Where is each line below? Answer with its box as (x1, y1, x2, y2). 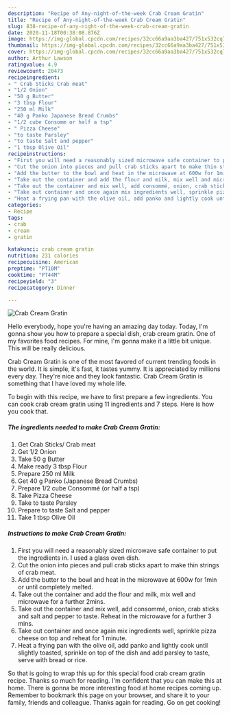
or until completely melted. (17, 583, 94, 591)
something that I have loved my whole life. (8, 379, 127, 388)
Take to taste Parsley (17, 499, 77, 507)
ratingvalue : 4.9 (8, 61, 58, 68)
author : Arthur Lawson (8, 55, 73, 62)
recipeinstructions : (8, 150, 67, 158)
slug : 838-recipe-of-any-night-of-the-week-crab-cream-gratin (8, 23, 189, 30)
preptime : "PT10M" (8, 265, 60, 272)
